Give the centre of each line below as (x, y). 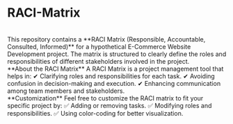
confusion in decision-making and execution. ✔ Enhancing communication (114, 83)
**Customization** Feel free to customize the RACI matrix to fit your (105, 98)
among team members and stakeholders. (66, 91)
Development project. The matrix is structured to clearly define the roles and (117, 54)
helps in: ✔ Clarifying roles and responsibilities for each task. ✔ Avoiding (111, 76)
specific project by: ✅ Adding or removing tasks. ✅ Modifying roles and (110, 105)
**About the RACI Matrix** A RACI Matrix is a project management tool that (115, 69)
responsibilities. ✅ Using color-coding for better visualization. (95, 113)
